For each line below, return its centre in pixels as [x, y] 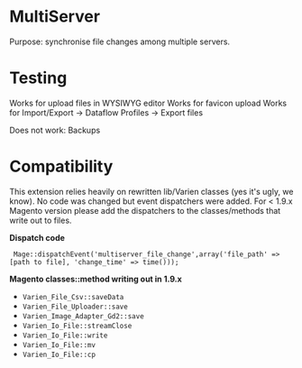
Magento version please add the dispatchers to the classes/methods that [145, 210]
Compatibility [61, 166]
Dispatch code [37, 237]
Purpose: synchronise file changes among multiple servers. [120, 41]
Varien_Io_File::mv [59, 345]
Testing [38, 78]
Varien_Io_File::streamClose [77, 326]
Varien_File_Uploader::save [75, 307]
